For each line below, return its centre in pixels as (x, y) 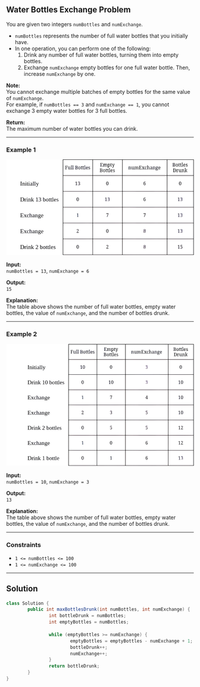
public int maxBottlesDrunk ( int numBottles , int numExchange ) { (109, 609)
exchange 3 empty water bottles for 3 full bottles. (67, 110)
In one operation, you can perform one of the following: (82, 48)
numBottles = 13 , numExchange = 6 (48, 271)
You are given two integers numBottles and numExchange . (74, 24)
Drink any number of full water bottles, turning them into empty (101, 55)
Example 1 (21, 150)
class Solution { (28, 603)
